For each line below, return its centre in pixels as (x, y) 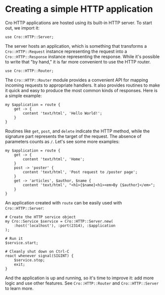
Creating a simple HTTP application (79, 9)
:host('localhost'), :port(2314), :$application (65, 226)
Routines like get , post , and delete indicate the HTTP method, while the (78, 131)
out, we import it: (22, 28)
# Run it (14, 238)
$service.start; (22, 243)
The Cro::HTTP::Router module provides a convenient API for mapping (77, 80)
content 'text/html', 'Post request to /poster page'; (80, 172)
